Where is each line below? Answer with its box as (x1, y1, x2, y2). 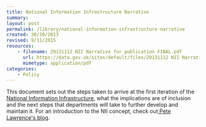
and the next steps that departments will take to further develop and (6, 101, 178, 109)
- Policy (17, 71, 40, 78)
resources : (6, 43, 34, 49)
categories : (6, 65, 37, 72)
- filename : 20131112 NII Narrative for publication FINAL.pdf (17, 49, 183, 55)
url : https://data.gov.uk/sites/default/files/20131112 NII (22, 54, 180, 60)
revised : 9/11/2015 (6, 37, 56, 43)
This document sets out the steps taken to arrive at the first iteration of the (6, 88, 195, 95)
